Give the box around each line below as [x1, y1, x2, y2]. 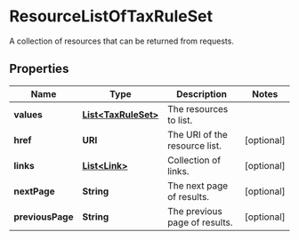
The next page [167, 180, 229, 192]
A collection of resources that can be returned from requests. [9, 36, 234, 46]
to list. [167, 114, 193, 126]
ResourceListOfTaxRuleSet [9, 6, 214, 27]
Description [176, 87, 227, 100]
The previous [167, 204, 222, 217]
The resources [167, 102, 229, 115]
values [13, 108, 43, 121]
